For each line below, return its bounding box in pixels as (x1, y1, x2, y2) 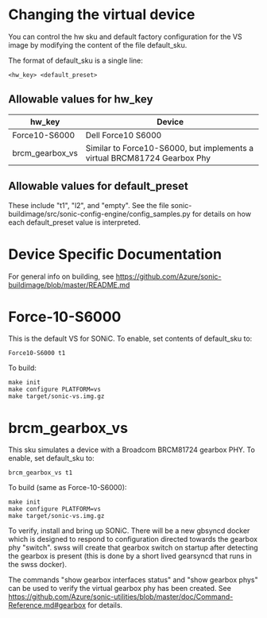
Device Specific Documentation (8, 245, 222, 263)
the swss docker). (8, 560, 68, 570)
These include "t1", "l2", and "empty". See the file (8, 200, 169, 210)
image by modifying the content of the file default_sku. (8, 40, 188, 49)
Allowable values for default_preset (8, 180, 189, 193)
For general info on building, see (8, 272, 114, 281)
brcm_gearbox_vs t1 (8, 469, 73, 477)
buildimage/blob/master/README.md (8, 280, 130, 289)
